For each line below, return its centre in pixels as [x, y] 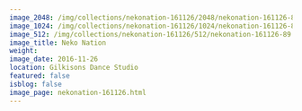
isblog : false [36, 84]
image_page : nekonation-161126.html [78, 92]
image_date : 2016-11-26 [54, 59]
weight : [24, 51]
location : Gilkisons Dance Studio [74, 68]
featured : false [40, 76]
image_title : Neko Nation [58, 43]
